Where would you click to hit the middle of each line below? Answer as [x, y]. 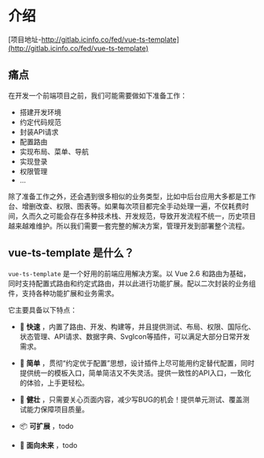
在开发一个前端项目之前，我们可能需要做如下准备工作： [97, 95]
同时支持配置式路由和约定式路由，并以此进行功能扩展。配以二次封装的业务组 [132, 283]
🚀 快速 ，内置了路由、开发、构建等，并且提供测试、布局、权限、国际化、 [137, 327]
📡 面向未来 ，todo [48, 445]
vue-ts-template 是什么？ [71, 253]
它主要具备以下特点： [42, 310]
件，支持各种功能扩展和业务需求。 [63, 293]
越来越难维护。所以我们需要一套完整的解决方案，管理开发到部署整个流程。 [128, 226]
